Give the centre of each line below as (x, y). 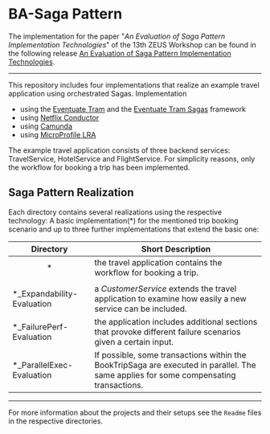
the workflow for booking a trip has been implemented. (99, 167)
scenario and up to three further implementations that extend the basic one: (134, 229)
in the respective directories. (55, 421)
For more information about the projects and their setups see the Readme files (135, 412)
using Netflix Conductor (59, 117)
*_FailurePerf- (40, 326)
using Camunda (46, 126)
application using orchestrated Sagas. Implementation (98, 93)
